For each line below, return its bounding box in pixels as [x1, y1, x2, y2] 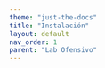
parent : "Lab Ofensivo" [9, 46, 98, 55]
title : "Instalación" [9, 21, 90, 30]
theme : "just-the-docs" [9, 12, 98, 22]
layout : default [9, 29, 69, 38]
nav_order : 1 [9, 37, 58, 47]
